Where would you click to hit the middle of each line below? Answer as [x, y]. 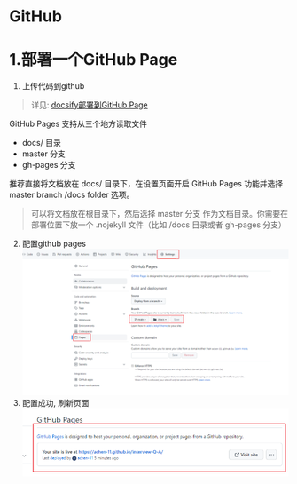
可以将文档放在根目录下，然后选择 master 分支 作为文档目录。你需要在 [159, 214]
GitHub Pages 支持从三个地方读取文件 [78, 124]
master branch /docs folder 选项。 [72, 195]
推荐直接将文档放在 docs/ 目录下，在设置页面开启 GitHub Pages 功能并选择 [146, 184]
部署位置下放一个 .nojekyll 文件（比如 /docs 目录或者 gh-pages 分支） [158, 225]
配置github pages [54, 244]
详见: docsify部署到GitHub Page [89, 105]
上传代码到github [53, 86]
